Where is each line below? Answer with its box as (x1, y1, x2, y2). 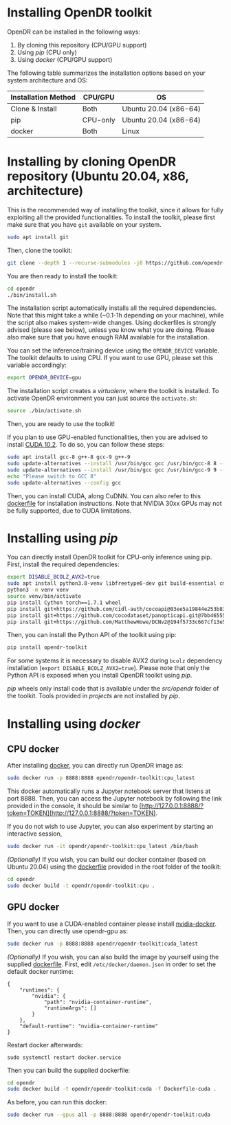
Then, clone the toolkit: (7, 246, 73, 254)
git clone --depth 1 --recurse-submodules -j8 (7, 259, 143, 266)
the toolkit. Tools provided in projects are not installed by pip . (7, 692, 180, 700)
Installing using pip (7, 531, 118, 546)
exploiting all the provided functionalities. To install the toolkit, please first (7, 213, 215, 221)
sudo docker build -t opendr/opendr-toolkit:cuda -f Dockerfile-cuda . (7, 1086, 217, 1093)
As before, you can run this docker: (7, 1098, 107, 1106)
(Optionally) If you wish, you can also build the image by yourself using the (7, 953, 219, 961)
